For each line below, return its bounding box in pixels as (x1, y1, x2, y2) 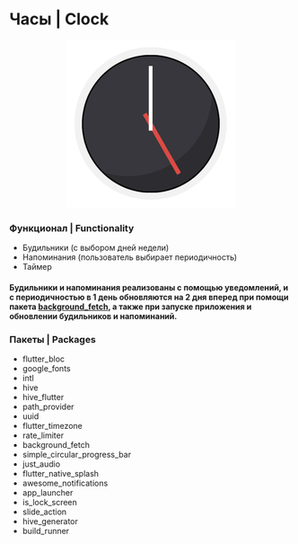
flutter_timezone (22, 421, 83, 432)
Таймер (22, 262, 52, 272)
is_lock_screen (22, 497, 78, 508)
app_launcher (22, 487, 74, 498)
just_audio (22, 459, 61, 469)
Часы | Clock (9, 9, 110, 30)
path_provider (22, 401, 74, 413)
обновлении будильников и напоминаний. (9, 310, 178, 321)
